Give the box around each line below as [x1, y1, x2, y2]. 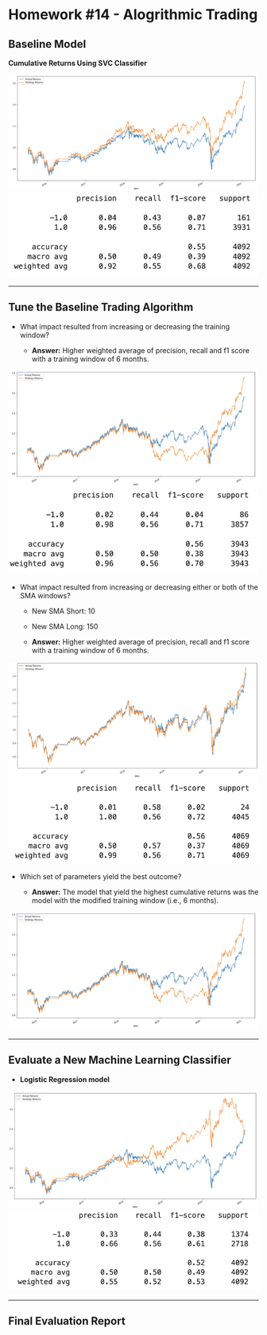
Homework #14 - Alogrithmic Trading [8, 6, 258, 24]
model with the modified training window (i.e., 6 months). [31, 895, 219, 905]
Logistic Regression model [19, 1074, 110, 1084]
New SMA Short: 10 [31, 606, 95, 616]
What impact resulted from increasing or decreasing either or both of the [19, 582, 258, 592]
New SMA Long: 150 [31, 621, 99, 631]
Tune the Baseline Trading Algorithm [8, 301, 194, 314]
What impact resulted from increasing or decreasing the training [19, 321, 230, 331]
